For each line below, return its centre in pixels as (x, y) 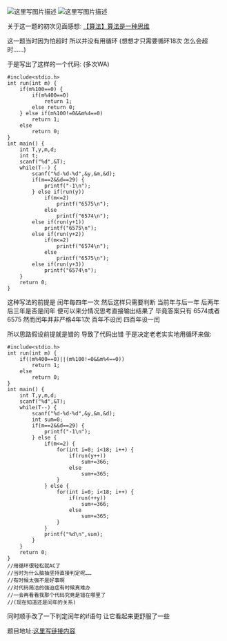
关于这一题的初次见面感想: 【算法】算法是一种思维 (78, 26)
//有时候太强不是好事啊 (36, 580)
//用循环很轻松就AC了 (34, 566)
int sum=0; (48, 420)
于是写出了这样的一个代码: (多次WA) (58, 64)
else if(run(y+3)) (58, 264)
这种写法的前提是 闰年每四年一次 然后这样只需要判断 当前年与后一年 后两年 (113, 302)
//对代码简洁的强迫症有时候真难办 (49, 588)
